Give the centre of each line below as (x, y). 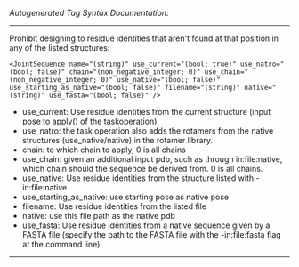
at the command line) (61, 244)
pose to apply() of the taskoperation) (89, 121)
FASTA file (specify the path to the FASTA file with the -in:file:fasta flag (152, 235)
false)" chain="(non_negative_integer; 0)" (119, 72)
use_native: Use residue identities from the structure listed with (138, 178)
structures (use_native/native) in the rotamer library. (117, 140)
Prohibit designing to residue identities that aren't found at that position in (144, 38)
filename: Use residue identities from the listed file (114, 206)
